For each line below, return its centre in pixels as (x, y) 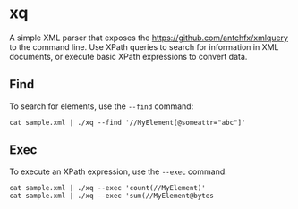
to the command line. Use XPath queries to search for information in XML (144, 46)
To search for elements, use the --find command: (102, 106)
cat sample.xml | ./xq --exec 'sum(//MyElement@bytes (112, 196)
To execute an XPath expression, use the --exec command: (119, 171)
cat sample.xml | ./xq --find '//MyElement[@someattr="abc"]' (128, 122)
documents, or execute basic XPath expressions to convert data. (128, 56)
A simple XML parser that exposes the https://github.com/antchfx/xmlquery (149, 38)
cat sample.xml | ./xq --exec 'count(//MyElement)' (107, 188)
